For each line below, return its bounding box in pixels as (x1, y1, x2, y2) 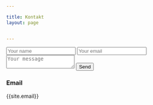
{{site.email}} (6, 92, 39, 100)
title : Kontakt (6, 14, 44, 20)
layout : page (6, 19, 39, 26)
